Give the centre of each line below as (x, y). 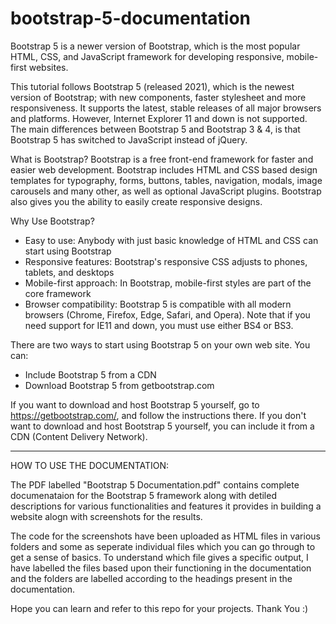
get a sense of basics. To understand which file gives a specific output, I (159, 557)
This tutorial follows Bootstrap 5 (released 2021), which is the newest (152, 86)
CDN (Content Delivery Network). (79, 436)
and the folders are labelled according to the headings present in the (151, 578)
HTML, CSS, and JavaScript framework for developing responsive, (147, 56)
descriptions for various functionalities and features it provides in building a (166, 506)
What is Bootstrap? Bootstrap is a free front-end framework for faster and (162, 159)
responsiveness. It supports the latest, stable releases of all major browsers (166, 108)
